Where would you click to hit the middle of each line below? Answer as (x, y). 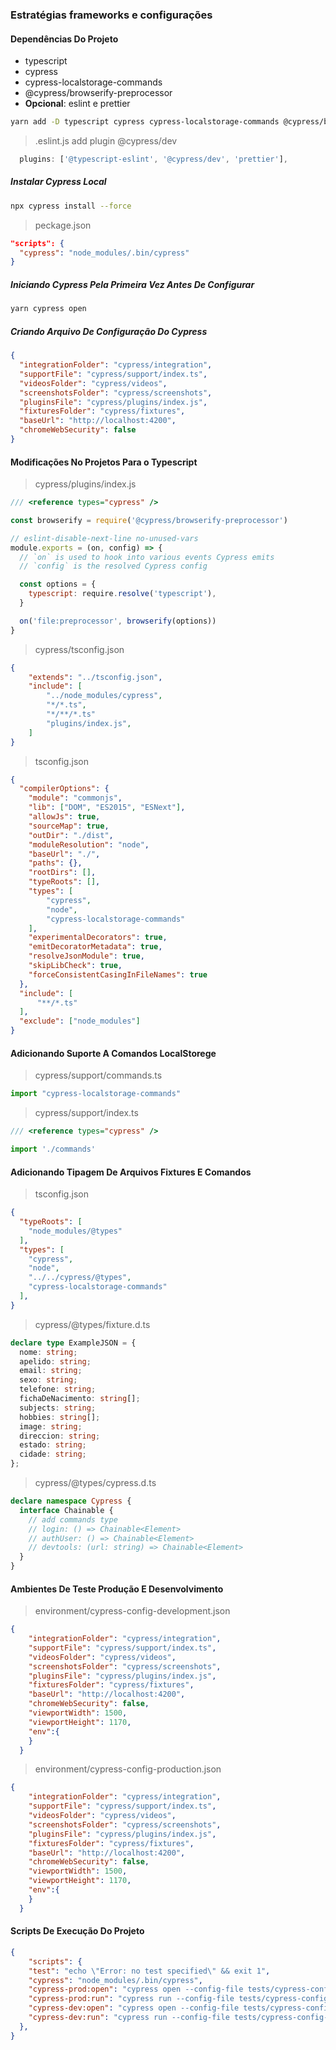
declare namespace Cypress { (71, 1501)
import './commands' (53, 1149)
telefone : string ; (58, 1389)
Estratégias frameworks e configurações (111, 15)
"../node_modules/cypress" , (104, 696)
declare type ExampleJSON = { (73, 1343)
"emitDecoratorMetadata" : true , (95, 947)
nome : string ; (48, 1352)
